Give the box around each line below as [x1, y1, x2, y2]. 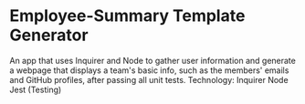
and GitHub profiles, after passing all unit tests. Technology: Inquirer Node [9, 74, 289, 85]
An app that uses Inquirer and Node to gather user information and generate [9, 55, 297, 66]
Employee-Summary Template [9, 5, 246, 26]
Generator [9, 25, 89, 46]
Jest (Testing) [9, 84, 62, 95]
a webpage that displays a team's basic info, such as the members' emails [9, 65, 289, 76]
